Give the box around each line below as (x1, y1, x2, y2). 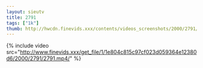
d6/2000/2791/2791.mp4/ (6, 55, 70, 62)
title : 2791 (6, 14, 36, 20)
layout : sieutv (6, 8, 45, 15)
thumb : (6, 25, 23, 32)
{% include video (6, 42, 50, 49)
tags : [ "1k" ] (6, 20, 39, 26)
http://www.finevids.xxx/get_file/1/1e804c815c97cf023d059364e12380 (20, 49, 198, 56)
